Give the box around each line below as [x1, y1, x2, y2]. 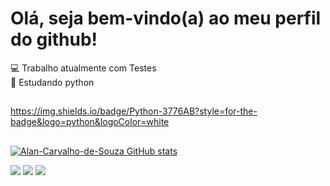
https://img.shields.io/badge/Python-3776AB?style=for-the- [10, 105, 258, 117]
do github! [10, 28, 98, 51]
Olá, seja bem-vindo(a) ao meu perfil [10, 7, 322, 30]
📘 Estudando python [10, 76, 95, 88]
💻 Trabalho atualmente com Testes [10, 62, 157, 74]
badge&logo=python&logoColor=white [10, 116, 170, 128]
